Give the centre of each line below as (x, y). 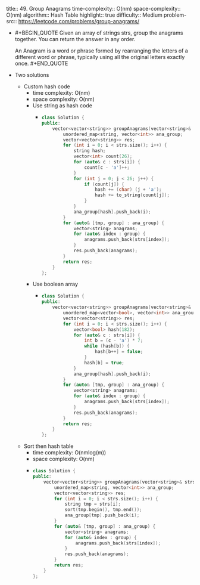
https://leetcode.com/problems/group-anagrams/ (79, 21)
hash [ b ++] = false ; (119, 352)
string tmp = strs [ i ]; (93, 504)
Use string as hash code (62, 106)
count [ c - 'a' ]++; (107, 167)
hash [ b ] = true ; (104, 363)
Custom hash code (47, 86)
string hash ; (90, 151)
